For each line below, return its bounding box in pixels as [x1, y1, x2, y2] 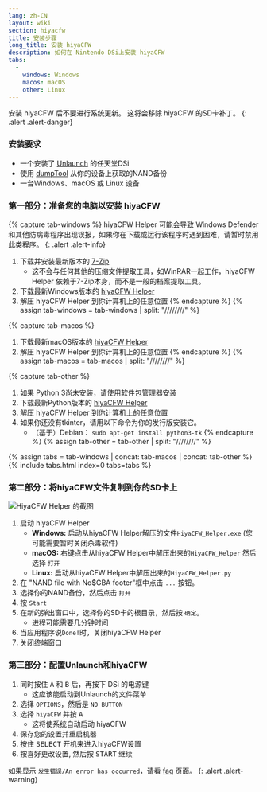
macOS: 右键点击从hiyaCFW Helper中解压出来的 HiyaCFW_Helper [31, 548, 241, 558]
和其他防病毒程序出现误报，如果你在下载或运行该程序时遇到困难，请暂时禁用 [8, 229, 259, 239]
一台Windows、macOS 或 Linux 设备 [19, 178, 140, 188]
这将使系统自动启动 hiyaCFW [31, 719, 127, 728]
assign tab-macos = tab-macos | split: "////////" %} [19, 356, 185, 365]
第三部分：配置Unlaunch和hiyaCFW [8, 660, 148, 671]
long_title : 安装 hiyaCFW [8, 41, 91, 49]
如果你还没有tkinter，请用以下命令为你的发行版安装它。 [19, 417, 201, 427]
